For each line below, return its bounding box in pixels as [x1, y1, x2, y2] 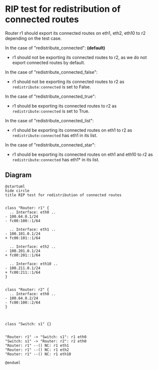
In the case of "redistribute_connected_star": [5, 142, 96, 148]
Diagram [5, 171, 32, 179]
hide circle [5, 188, 29, 193]
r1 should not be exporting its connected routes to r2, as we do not [12, 54, 147, 60]
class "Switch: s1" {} [5, 321, 52, 326]
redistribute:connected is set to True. [12, 108, 90, 114]
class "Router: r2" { [5, 287, 50, 292]
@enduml [5, 360, 21, 365]
